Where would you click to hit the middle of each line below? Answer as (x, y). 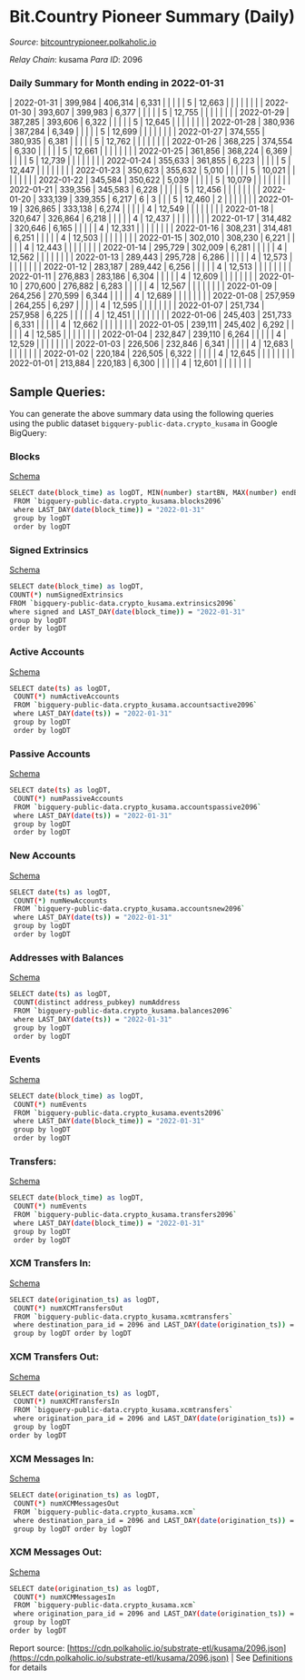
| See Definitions (262, 1657)
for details (28, 1667)
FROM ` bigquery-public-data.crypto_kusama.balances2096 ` (123, 1011)
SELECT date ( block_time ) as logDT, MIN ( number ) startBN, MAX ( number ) (144, 493)
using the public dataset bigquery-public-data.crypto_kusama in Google (144, 423)
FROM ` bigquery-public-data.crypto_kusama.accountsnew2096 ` (129, 909)
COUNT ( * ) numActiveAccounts (66, 697)
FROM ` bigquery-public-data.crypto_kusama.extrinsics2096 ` (123, 603)
